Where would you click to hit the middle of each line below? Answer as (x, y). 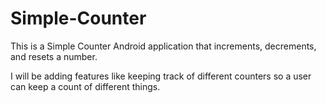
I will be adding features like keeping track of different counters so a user (161, 76)
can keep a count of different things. (85, 86)
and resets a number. (54, 56)
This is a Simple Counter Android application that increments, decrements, (163, 46)
